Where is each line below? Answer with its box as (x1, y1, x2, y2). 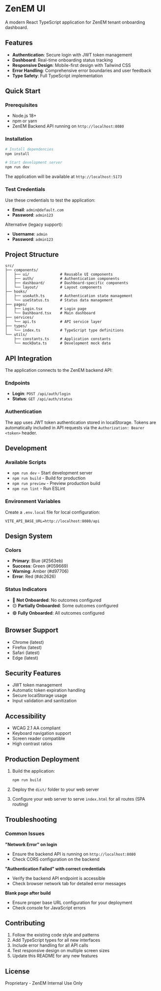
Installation (5, 136, 33, 143)
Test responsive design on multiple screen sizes (12, 948, 110, 954)
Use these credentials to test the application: (5, 197, 96, 203)
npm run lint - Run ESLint (12, 485, 65, 492)
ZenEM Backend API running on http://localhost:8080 (12, 123, 124, 129)
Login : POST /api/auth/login (12, 390, 71, 396)
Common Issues (5, 830, 45, 837)
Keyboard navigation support (12, 730, 71, 736)
